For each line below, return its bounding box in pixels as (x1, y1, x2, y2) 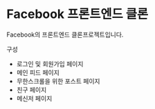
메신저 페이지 (16, 94, 53, 102)
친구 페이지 (16, 86, 47, 94)
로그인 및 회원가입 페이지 (16, 59, 84, 68)
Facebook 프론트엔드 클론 (6, 6, 149, 22)
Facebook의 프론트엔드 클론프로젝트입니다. (6, 30, 124, 39)
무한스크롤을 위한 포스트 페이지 (16, 77, 100, 85)
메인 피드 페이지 (16, 68, 60, 77)
